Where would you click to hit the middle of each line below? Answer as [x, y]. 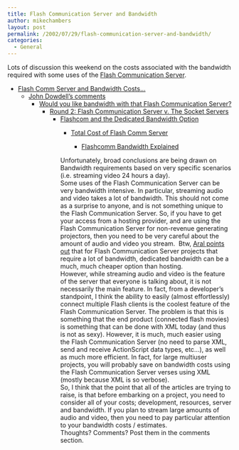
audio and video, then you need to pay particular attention [145, 418]
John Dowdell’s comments [67, 96]
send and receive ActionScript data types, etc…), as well [143, 349]
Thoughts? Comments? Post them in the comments [135, 433]
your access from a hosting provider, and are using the [140, 221]
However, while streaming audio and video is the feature [143, 274]
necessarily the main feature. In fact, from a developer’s [142, 289]
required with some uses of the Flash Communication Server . [97, 75]
